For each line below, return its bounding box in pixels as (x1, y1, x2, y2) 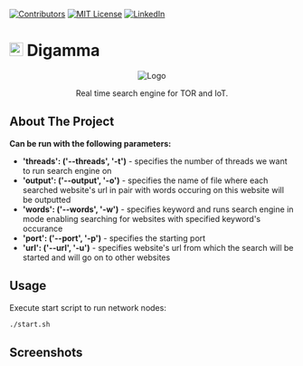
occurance (22, 223, 63, 234)
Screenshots (9, 344, 83, 360)
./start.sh (9, 320, 51, 329)
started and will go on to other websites (22, 252, 171, 263)
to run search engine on (22, 165, 112, 176)
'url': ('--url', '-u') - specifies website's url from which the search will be (22, 242, 294, 253)
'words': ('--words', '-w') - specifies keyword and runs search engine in (22, 204, 294, 215)
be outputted (22, 194, 71, 205)
